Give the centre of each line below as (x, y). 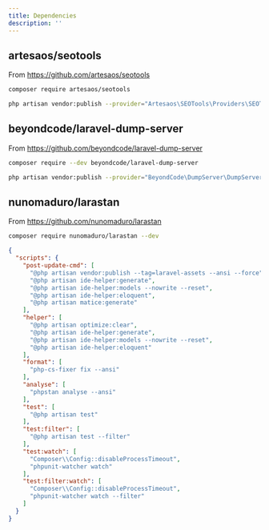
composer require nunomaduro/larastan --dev (84, 236)
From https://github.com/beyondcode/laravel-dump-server (105, 148)
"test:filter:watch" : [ (62, 481)
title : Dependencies (43, 16)
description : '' (35, 23)
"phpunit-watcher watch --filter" (87, 496)
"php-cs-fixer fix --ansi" (74, 370)
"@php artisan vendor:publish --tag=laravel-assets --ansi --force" (146, 273)
